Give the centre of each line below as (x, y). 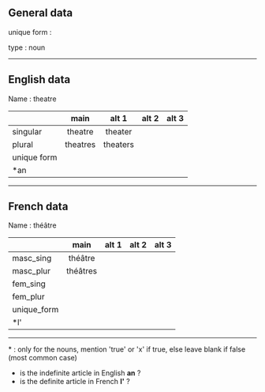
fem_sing (29, 284)
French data (38, 207)
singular (27, 131)
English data (39, 79)
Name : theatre (32, 99)
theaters (118, 144)
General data (41, 13)
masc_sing (32, 258)
